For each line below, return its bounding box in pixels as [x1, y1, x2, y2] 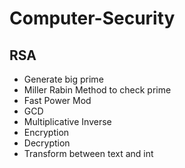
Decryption [23, 137, 71, 149]
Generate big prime [23, 73, 104, 85]
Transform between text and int [23, 148, 154, 159]
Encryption [23, 127, 70, 138]
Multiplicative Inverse [23, 116, 112, 127]
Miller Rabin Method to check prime [23, 84, 172, 96]
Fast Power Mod [23, 95, 92, 106]
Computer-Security [9, 7, 176, 30]
